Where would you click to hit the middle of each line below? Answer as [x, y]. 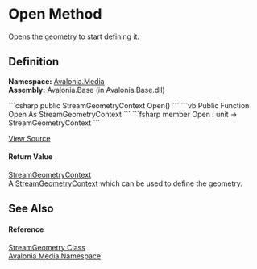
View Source [29, 138]
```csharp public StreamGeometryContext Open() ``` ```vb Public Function [129, 105]
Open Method [55, 14]
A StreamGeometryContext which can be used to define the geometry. [126, 183]
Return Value [31, 157]
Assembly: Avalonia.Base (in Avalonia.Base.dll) [87, 90]
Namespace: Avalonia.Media [56, 81]
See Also [31, 209]
